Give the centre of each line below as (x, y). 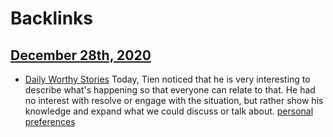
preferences (50, 121)
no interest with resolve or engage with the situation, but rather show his (174, 100)
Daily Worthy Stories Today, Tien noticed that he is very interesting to (167, 79)
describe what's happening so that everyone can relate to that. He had (170, 90)
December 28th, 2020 (81, 55)
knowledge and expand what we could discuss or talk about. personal (169, 111)
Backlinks (52, 18)
